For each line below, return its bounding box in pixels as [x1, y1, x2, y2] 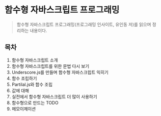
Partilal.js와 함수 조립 [11, 81, 53, 87]
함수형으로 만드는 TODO [11, 99, 58, 105]
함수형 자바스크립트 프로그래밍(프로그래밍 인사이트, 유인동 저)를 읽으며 [16, 21, 151, 27]
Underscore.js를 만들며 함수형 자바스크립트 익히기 [11, 69, 109, 75]
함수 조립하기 [11, 75, 37, 81]
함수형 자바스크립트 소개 [11, 57, 58, 63]
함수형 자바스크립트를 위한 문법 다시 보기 [11, 63, 89, 69]
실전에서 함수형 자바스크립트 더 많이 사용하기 [11, 94, 98, 99]
